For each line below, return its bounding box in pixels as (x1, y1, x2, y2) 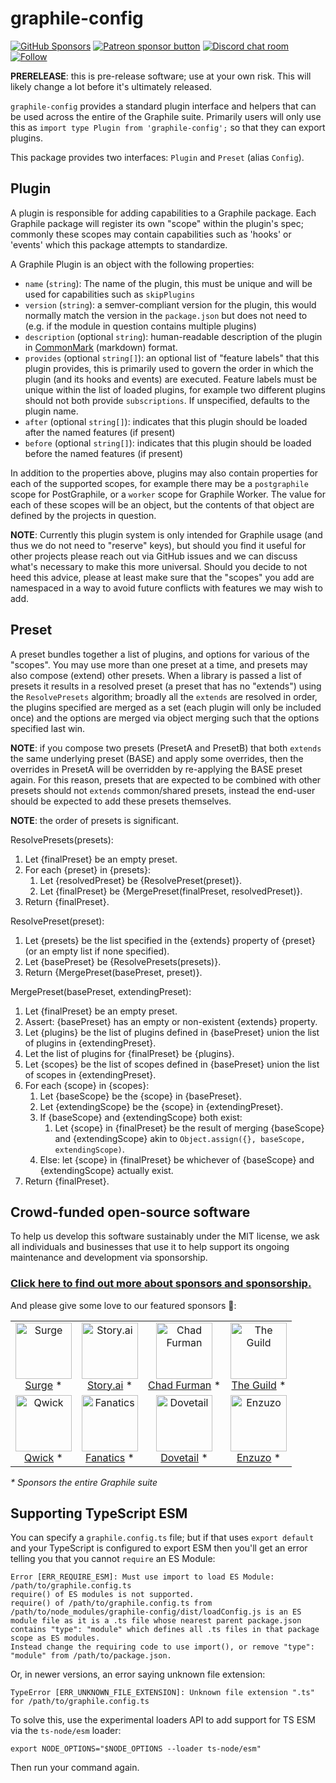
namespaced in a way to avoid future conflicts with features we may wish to (10, 582, 323, 594)
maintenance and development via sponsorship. (10, 1252, 208, 1264)
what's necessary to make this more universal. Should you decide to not (10, 560, 308, 572)
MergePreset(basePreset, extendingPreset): (10, 985, 192, 997)
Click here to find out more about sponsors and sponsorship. (10, 1277, 312, 1291)
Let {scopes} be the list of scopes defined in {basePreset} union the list (24, 1058, 320, 1070)
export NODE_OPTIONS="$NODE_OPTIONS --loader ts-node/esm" (10, 1744, 262, 1754)
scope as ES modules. (10, 1633, 101, 1644)
